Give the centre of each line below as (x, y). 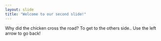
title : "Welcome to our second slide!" (46, 14)
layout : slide (20, 10)
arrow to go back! (23, 33)
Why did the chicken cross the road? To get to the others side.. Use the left (81, 28)
